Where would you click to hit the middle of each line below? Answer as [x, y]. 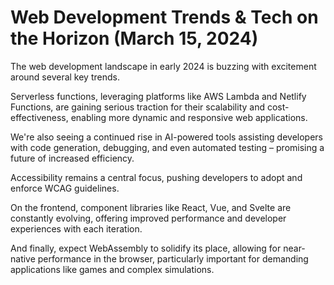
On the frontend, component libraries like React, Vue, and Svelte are [151, 207]
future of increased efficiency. [72, 158]
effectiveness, [39, 117]
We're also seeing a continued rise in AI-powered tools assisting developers [166, 137]
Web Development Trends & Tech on [164, 17]
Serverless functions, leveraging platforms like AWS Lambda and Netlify [158, 96]
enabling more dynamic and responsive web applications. [189, 117]
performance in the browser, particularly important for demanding [173, 258]
